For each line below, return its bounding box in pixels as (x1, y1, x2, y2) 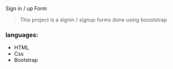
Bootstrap (13, 57, 38, 64)
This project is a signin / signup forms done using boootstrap (19, 16, 168, 23)
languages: (5, 30, 39, 39)
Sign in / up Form (5, 5, 48, 12)
